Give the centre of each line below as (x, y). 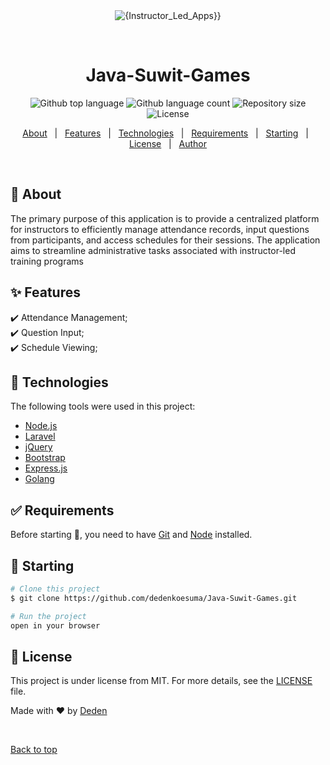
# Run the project (48, 616)
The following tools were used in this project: (103, 406)
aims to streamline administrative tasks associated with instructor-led (153, 250)
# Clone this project (55, 589)
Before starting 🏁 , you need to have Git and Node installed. (131, 535)
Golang (39, 479)
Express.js (46, 468)
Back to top (34, 750)
